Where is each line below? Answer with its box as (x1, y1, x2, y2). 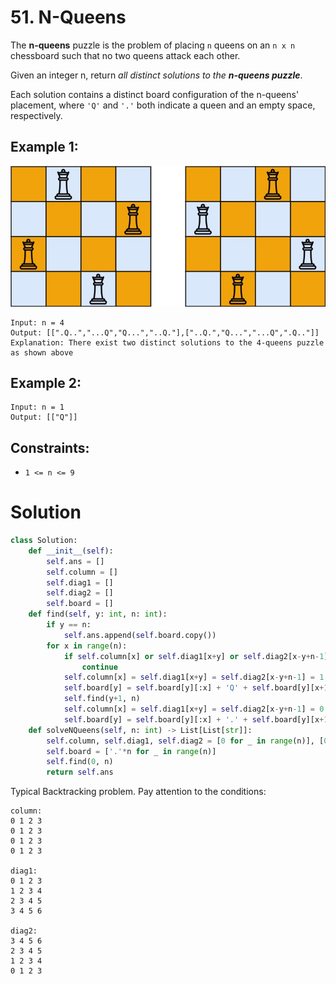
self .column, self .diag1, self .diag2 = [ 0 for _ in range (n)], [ (46, 736, 325, 746)
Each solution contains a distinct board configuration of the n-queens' (10, 88, 300, 100)
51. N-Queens (10, 6, 127, 29)
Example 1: (10, 139, 79, 156)
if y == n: (46, 620, 92, 630)
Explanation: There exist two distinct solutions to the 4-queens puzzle (10, 337, 325, 348)
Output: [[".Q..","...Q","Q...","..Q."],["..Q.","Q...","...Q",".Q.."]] (10, 327, 320, 338)
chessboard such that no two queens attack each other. (10, 49, 241, 61)
